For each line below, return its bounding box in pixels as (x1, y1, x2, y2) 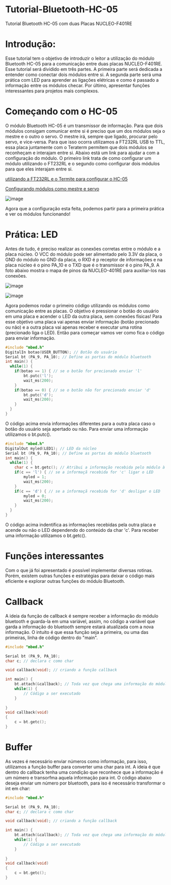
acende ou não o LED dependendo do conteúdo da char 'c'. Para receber (5, 527, 159, 533)
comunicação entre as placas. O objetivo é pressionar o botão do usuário (5, 308, 159, 314)
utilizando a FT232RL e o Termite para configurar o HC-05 (5, 176, 128, 182)
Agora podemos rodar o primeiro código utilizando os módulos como (5, 302, 150, 308)
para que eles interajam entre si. (5, 166, 73, 172)
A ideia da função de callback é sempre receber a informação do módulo (5, 612, 159, 619)
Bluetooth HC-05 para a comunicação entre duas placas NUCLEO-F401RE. (5, 60, 162, 67)
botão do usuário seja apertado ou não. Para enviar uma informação (5, 426, 149, 432)
